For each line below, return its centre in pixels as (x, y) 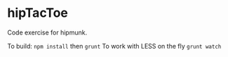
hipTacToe (38, 13)
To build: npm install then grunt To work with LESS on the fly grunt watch (114, 46)
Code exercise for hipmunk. (47, 32)
